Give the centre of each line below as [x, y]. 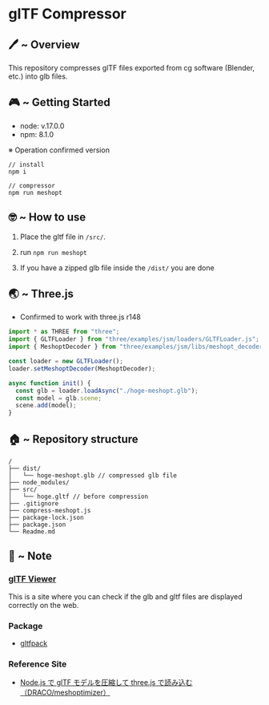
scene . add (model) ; [46, 406]
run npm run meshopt [53, 252]
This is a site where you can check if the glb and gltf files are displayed [125, 596]
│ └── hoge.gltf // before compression [78, 496]
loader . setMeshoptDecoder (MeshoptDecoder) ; [82, 369]
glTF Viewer [32, 579]
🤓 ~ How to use [47, 217]
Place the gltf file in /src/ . [63, 237]
